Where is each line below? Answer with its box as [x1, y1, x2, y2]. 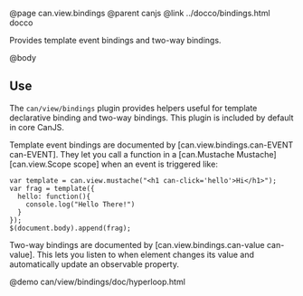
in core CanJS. [9, 121, 65, 132]
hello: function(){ [17, 192, 91, 201]
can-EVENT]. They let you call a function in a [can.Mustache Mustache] [9, 148, 278, 159]
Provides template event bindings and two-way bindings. [9, 35, 222, 45]
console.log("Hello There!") [25, 199, 136, 209]
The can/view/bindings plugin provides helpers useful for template [9, 102, 258, 113]
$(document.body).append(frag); [9, 224, 131, 233]
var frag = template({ [9, 184, 95, 193]
